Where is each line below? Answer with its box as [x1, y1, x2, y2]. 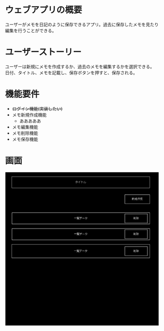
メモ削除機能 [12, 130, 38, 136]
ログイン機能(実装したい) [12, 105, 63, 111]
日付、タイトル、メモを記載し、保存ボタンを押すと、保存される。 [5, 69, 138, 76]
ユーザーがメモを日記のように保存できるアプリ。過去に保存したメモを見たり [5, 21, 159, 27]
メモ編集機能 [12, 124, 38, 130]
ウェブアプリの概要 [5, 4, 82, 16]
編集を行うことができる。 [5, 27, 57, 33]
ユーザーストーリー [5, 47, 82, 58]
